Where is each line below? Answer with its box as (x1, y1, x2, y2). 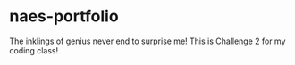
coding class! (9, 45, 59, 55)
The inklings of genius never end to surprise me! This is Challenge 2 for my (9, 36, 286, 46)
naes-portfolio (9, 6, 119, 27)
